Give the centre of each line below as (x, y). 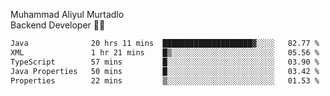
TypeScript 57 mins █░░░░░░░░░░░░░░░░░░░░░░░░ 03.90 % (165, 62)
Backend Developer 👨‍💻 (58, 25)
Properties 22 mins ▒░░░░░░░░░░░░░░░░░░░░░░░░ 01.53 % (165, 80)
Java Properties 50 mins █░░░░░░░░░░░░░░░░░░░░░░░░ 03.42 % (165, 71)
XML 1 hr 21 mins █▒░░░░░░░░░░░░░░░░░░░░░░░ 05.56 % (165, 52)
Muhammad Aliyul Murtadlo (67, 14)
